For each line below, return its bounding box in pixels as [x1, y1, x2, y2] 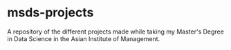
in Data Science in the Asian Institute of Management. [7, 34, 160, 42]
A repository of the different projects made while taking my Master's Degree [7, 27, 225, 36]
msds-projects [7, 5, 94, 21]
